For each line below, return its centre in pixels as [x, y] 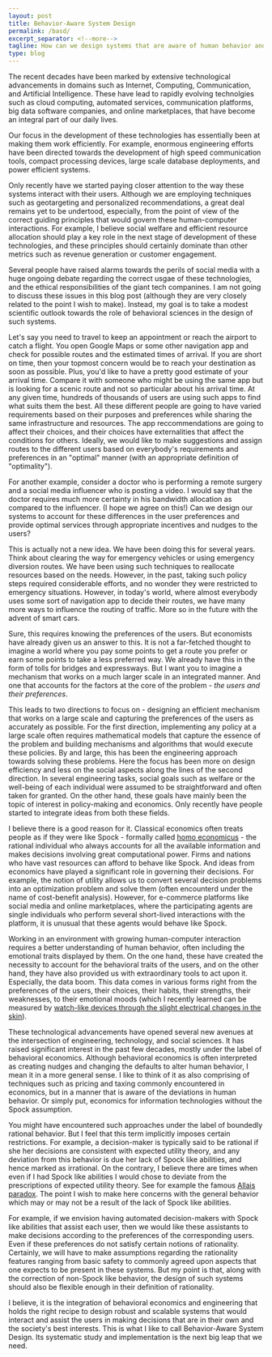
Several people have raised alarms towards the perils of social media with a [134, 270]
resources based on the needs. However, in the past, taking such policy [127, 575]
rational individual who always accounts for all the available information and [134, 846]
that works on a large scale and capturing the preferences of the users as [131, 718]
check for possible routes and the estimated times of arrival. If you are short [135, 354]
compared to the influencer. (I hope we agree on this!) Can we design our [131, 508]
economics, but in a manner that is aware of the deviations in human [122, 1092]
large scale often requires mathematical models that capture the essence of [135, 735]
